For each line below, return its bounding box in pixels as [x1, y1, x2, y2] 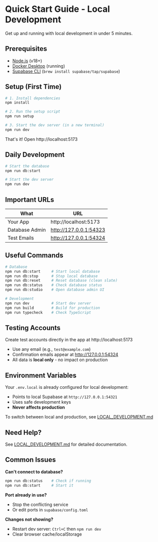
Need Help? [5, 428, 42, 437]
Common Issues [5, 456, 56, 464]
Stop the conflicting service [12, 501, 68, 507]
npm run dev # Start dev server [5, 300, 92, 306]
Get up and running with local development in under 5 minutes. [5, 30, 133, 36]
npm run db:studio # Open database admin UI [5, 288, 105, 292]
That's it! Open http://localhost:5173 [5, 136, 78, 142]
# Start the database [5, 164, 50, 168]
